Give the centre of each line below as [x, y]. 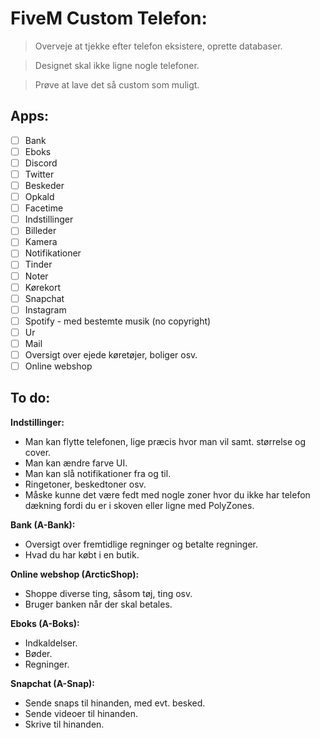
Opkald [39, 197]
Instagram [45, 309]
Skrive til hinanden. [64, 724]
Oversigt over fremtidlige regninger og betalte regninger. [141, 544]
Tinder [38, 264]
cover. [38, 452]
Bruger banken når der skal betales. [98, 604]
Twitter [39, 174]
